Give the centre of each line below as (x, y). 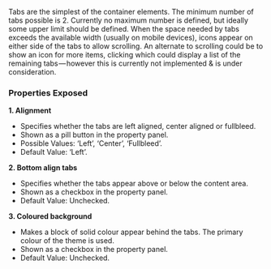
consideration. (32, 72)
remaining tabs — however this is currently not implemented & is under (126, 63)
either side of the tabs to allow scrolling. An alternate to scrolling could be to (136, 46)
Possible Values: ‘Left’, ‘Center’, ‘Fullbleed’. (91, 143)
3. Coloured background (50, 216)
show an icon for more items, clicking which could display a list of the (125, 55)
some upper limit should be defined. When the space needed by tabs (124, 29)
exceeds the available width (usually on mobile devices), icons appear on (131, 37)
